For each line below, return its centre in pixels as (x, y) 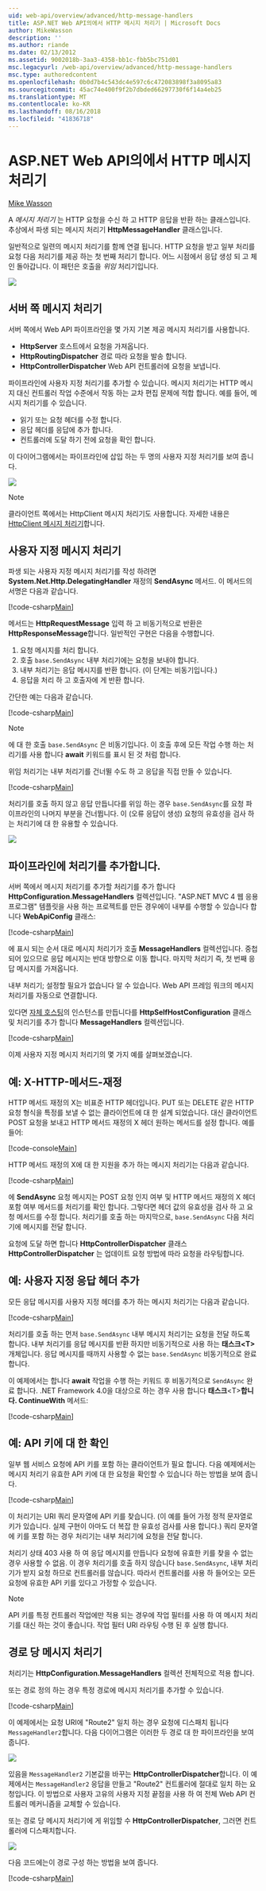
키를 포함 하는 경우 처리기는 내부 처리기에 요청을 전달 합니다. (110, 1536)
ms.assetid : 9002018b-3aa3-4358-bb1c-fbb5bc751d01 (94, 60)
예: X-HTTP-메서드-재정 (65, 1082)
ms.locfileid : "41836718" (51, 119)
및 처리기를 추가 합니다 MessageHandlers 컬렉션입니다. (96, 1023)
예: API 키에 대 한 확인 (59, 1443)
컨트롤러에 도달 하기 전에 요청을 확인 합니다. (88, 439)
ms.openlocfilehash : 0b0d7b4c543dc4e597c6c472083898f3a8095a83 (115, 82)
